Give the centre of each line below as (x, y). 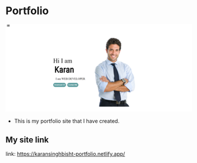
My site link (27, 140)
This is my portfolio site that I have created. (67, 121)
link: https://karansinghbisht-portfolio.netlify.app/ (65, 154)
